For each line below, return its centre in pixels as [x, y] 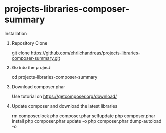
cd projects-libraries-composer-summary [55, 77]
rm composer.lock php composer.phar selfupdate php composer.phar [83, 116]
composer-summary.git [36, 58]
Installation [16, 33]
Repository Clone [30, 43]
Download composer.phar [38, 87]
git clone [21, 53]
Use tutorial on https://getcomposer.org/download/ [64, 96]
